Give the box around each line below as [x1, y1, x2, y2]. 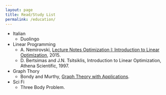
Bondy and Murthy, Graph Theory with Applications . [20, 74, 130, 80]
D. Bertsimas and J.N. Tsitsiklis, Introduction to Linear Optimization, [20, 58, 161, 64]
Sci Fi [12, 79, 24, 85]
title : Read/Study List [5, 12, 56, 17]
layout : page [5, 7, 33, 13]
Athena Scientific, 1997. [20, 63, 70, 69]
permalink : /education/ [5, 17, 56, 22]
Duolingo [20, 36, 40, 42]
